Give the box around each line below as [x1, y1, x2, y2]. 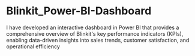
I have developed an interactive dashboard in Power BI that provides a [6, 24, 179, 31]
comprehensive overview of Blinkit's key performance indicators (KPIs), [6, 30, 184, 37]
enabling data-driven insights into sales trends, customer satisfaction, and [6, 36, 190, 43]
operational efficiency [6, 43, 60, 50]
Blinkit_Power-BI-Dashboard [6, 4, 152, 18]
